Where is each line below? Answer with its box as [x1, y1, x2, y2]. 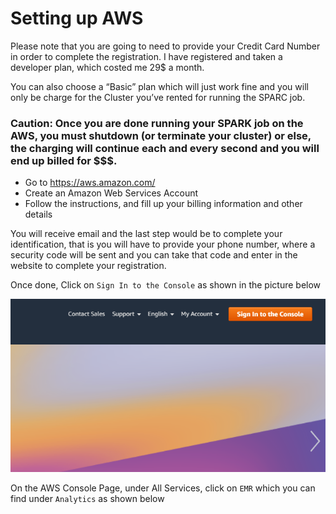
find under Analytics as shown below [10, 492, 165, 504]
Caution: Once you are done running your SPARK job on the [10, 116, 304, 130]
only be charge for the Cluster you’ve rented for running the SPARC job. [10, 91, 306, 103]
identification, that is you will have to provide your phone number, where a [10, 238, 316, 251]
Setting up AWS [10, 7, 144, 30]
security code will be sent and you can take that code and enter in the [10, 249, 298, 261]
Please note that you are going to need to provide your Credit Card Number [10, 40, 321, 52]
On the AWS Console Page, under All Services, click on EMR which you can [10, 482, 316, 494]
